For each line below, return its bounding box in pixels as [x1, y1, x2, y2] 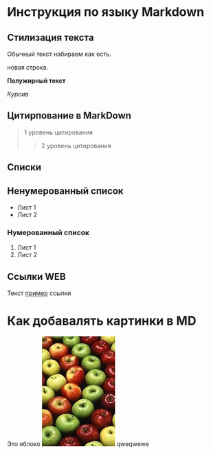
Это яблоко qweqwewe [7, 440, 149, 448]
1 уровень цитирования [23, 128, 93, 136]
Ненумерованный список [7, 185, 124, 196]
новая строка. [7, 63, 49, 71]
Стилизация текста [7, 32, 94, 43]
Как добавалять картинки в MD [7, 313, 197, 329]
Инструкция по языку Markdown [7, 4, 205, 20]
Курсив [7, 90, 29, 98]
